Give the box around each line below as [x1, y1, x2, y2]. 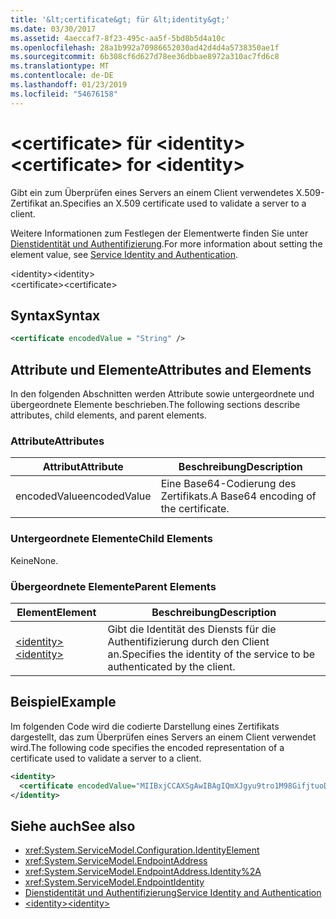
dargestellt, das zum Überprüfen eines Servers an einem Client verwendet [10, 731, 317, 743]
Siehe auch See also [10, 817, 136, 835]
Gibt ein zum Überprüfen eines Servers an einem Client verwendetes [10, 186, 294, 198]
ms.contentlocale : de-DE [10, 71, 114, 81]
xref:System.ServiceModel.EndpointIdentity [24, 876, 205, 888]
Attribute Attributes [10, 434, 105, 448]
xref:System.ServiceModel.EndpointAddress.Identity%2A [24, 866, 262, 878]
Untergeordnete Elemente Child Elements [10, 532, 213, 546]
